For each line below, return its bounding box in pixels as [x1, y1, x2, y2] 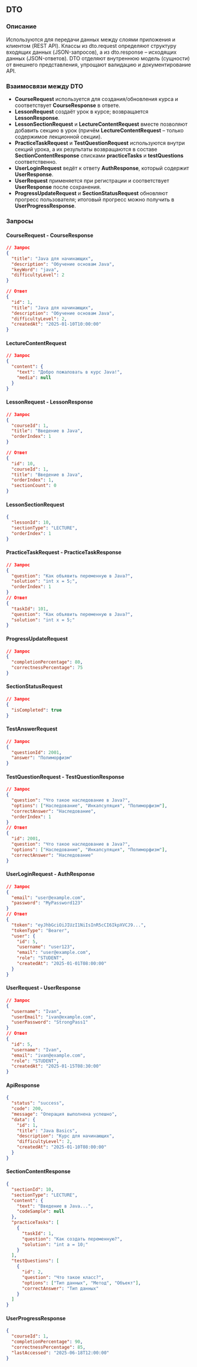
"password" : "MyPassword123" [11, 900, 83, 906]
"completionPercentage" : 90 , [11, 1339, 83, 1345]
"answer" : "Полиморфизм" [11, 755, 73, 761]
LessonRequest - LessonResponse [6, 398, 93, 405]
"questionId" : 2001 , [11, 749, 62, 755]
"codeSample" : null [17, 1209, 65, 1215]
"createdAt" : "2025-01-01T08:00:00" [17, 960, 107, 967]
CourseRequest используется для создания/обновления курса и [14, 95, 179, 102]
